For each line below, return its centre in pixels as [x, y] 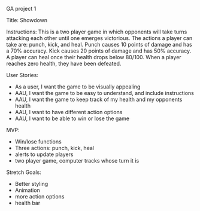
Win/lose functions [38, 142]
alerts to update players [44, 154]
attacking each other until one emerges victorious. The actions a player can [99, 38]
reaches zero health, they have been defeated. [64, 63]
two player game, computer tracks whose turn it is [77, 160]
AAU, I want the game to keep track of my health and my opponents [99, 99]
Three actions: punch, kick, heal [54, 148]
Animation [27, 190]
